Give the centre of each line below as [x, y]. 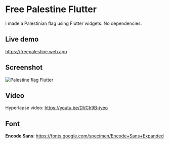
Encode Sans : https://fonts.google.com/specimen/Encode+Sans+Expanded [85, 136]
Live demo [22, 39]
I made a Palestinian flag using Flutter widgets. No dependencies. [74, 23]
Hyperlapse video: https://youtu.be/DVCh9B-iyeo [56, 108]
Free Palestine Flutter [51, 9]
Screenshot [24, 68]
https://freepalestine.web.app [36, 51]
